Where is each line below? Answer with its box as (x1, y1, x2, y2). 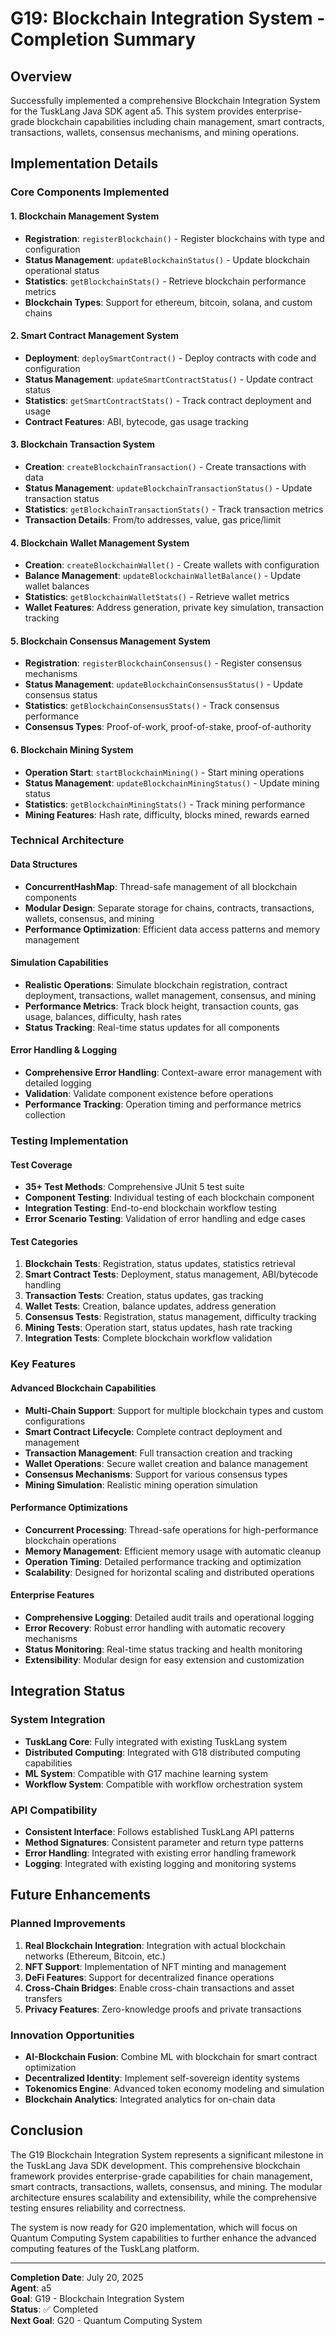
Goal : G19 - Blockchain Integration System (10, 2292, 185, 2304)
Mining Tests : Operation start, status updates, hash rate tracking (24, 1322, 293, 1334)
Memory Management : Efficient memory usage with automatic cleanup (24, 1545, 322, 1557)
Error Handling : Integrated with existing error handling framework (24, 1847, 297, 1859)
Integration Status (10, 1683, 126, 1700)
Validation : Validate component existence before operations (24, 1088, 274, 1100)
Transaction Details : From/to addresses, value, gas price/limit (24, 513, 282, 526)
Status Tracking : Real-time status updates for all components (24, 1021, 280, 1033)
